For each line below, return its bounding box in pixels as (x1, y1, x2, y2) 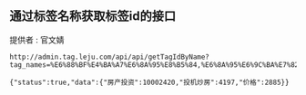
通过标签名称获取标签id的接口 (9, 8, 176, 24)
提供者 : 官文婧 (9, 34, 65, 45)
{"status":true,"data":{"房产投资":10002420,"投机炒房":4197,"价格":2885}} (9, 78, 290, 87)
